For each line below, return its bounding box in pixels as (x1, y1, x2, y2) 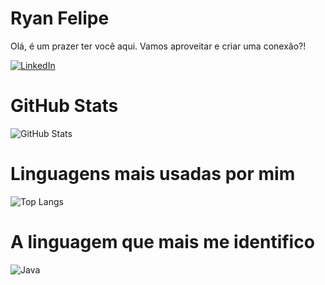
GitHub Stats (10, 95, 119, 117)
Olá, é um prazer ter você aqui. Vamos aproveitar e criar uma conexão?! (10, 40, 307, 52)
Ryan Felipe (10, 7, 110, 30)
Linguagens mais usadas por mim (10, 163, 296, 186)
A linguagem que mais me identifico (10, 231, 315, 253)
